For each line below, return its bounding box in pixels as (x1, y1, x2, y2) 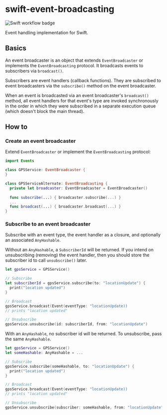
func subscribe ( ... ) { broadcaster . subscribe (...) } (9, 195, 121, 200)
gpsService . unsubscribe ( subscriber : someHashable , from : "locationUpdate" (5, 405, 164, 410)
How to (5, 123, 28, 131)
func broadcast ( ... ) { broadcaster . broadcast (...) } (9, 204, 121, 209)
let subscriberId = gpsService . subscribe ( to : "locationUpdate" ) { (5, 281, 146, 286)
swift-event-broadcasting (5, 3, 114, 15)
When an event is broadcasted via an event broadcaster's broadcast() (5, 92, 149, 98)
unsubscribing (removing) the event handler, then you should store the (5, 252, 150, 258)
